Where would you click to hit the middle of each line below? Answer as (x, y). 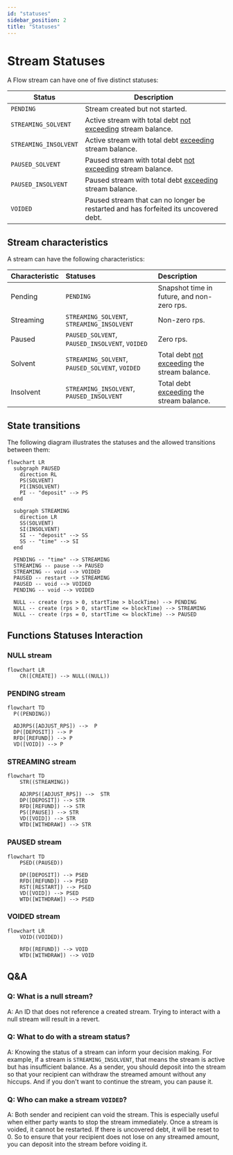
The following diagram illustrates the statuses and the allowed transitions (112, 442)
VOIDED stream (34, 917)
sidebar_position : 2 (37, 20)
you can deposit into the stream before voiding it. (77, 1145)
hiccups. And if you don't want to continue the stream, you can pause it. (110, 1081)
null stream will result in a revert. (54, 1019)
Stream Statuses (56, 61)
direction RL (38, 474)
